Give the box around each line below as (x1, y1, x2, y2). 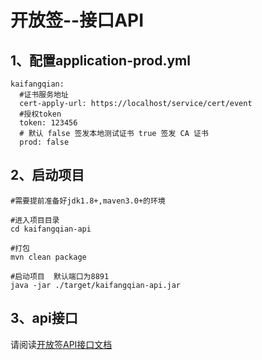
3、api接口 (10, 310, 78, 327)
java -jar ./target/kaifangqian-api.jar (10, 280, 182, 290)
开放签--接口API (10, 9, 145, 32)
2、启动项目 (10, 167, 85, 184)
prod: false (19, 137, 70, 147)
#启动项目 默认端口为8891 (10, 271, 110, 281)
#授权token (19, 109, 62, 119)
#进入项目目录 (10, 215, 60, 225)
